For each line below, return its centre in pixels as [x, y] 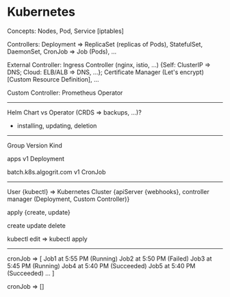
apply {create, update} [39, 212]
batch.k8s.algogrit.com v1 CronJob [56, 171]
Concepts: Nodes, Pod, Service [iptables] [66, 31]
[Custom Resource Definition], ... [53, 79]
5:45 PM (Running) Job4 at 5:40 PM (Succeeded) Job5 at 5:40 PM [101, 265]
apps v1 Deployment [36, 158]
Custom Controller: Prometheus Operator [65, 93]
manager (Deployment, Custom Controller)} [68, 199]
